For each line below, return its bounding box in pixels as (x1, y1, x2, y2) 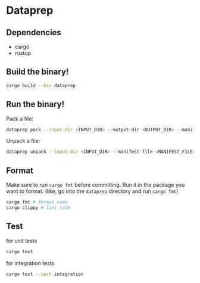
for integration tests (6, 259, 55, 266)
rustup (14, 50, 32, 57)
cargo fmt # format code (6, 199, 68, 205)
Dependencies (6, 27, 61, 38)
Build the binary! (6, 67, 69, 77)
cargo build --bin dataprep (6, 82, 76, 88)
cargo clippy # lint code (6, 204, 70, 211)
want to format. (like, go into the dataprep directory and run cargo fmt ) (6, 187, 179, 195)
